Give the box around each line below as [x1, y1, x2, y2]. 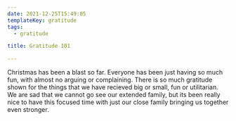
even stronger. [7, 106, 49, 114]
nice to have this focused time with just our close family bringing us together [7, 98, 229, 106]
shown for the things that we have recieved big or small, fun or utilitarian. [7, 83, 219, 91]
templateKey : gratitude [7, 17, 77, 24]
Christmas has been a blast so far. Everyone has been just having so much [7, 68, 223, 77]
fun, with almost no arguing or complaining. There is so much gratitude [7, 75, 213, 84]
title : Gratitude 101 [7, 43, 71, 50]
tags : [7, 23, 23, 30]
